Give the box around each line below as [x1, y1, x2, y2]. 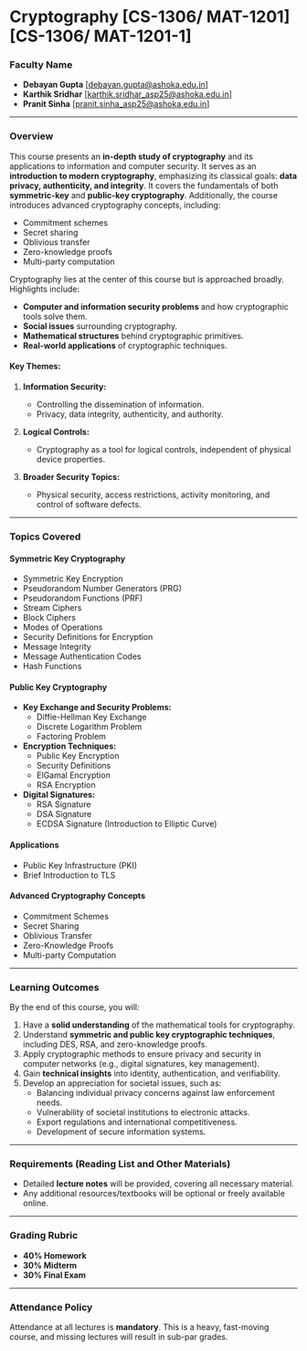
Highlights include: [9, 283, 80, 294]
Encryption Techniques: [22, 740, 117, 751]
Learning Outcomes [9, 981, 100, 994]
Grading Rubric [9, 1229, 79, 1242]
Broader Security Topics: [22, 471, 121, 482]
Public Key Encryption [36, 750, 120, 761]
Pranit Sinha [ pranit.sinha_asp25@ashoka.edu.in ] [22, 99, 210, 110]
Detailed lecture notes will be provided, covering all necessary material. [22, 1178, 294, 1189]
